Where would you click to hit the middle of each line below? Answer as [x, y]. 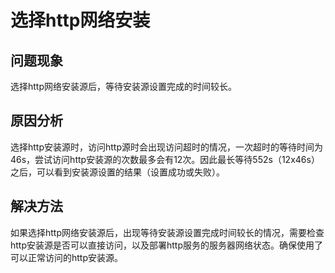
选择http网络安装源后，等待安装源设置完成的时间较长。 [124, 86]
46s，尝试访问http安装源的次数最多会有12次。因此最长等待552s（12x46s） [165, 159]
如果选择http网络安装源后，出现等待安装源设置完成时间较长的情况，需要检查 [167, 232]
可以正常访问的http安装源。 [67, 257]
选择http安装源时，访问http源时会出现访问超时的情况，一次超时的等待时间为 [167, 147]
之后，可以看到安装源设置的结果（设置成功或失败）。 [117, 172]
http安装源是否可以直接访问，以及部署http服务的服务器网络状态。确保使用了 [167, 245]
